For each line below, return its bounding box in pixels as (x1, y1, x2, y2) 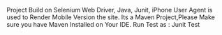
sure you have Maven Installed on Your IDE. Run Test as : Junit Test (6, 21, 200, 28)
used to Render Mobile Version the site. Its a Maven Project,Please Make (6, 13, 216, 21)
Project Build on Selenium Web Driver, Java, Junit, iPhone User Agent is (6, 6, 213, 14)
